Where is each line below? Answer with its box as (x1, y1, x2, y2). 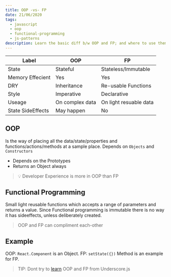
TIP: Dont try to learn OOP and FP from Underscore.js (17, 266, 131, 272)
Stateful (55, 65, 74, 72)
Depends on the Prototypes (12, 158, 71, 164)
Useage (8, 98, 26, 106)
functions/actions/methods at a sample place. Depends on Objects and (5, 143, 154, 149)
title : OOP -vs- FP (5, 7, 47, 13)
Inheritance (55, 82, 83, 89)
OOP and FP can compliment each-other (17, 222, 103, 229)
